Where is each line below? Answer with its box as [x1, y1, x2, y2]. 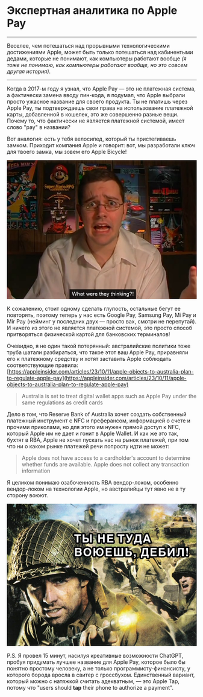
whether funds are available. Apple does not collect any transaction [21, 460, 189, 468]
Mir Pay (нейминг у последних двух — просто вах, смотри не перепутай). [7, 317, 197, 325]
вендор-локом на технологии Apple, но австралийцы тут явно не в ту [7, 485, 186, 492]
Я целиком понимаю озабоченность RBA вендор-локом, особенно [7, 479, 179, 486]
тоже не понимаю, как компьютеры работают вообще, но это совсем [7, 61, 188, 68]
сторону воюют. [7, 491, 49, 498]
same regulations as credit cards [21, 399, 103, 406]
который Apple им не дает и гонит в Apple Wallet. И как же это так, [7, 430, 179, 437]
